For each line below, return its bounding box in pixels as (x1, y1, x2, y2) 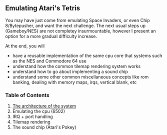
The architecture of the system (12, 103, 76, 109)
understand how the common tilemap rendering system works (12, 63, 141, 69)
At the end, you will (5, 42, 45, 49)
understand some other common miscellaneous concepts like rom (12, 73, 149, 79)
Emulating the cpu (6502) (12, 108, 65, 114)
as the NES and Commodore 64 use (12, 57, 86, 64)
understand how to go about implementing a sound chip (12, 68, 128, 74)
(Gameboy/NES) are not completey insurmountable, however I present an (5, 27, 156, 34)
